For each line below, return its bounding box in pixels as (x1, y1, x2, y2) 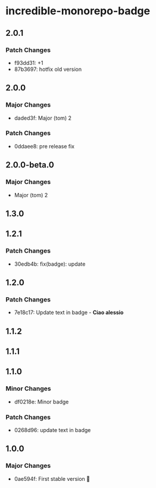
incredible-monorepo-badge (5, 4, 150, 18)
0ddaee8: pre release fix (14, 142, 75, 150)
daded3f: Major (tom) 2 (14, 114, 72, 122)
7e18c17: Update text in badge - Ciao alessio (14, 309, 124, 316)
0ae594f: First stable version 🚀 (14, 475, 91, 482)
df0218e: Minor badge (14, 398, 69, 405)
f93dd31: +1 (14, 59, 43, 66)
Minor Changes (5, 384, 51, 393)
